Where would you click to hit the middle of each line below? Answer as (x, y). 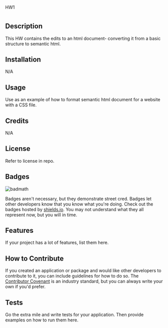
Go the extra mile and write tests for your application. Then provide (74, 315)
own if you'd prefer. (26, 287)
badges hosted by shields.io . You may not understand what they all (74, 209)
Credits (17, 121)
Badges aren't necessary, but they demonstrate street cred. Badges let (78, 199)
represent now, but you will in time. (41, 215)
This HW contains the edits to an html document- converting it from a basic (83, 38)
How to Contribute (35, 258)
